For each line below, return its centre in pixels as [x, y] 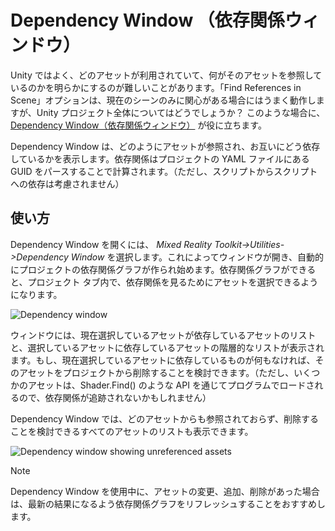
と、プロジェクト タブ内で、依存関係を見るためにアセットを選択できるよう [164, 282]
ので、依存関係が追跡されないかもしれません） [115, 397]
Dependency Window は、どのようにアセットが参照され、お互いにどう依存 [165, 146]
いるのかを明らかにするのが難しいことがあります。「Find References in [156, 87]
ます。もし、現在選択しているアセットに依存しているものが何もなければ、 [163, 360]
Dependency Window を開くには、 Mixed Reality [111, 244]
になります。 [36, 294]
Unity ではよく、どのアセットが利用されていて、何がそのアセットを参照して [166, 75]
